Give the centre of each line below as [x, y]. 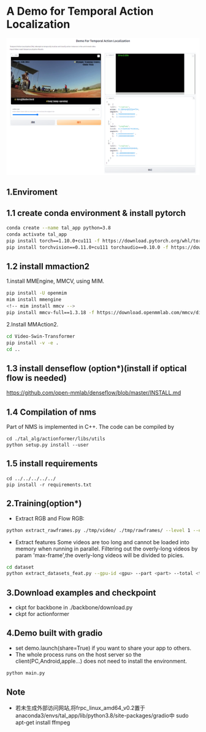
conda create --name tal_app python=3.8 [59, 228]
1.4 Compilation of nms [51, 412]
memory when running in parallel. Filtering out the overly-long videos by [106, 549]
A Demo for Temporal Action [80, 11]
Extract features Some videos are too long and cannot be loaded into [102, 542]
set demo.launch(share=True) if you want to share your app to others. [103, 648]
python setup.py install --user [48, 445]
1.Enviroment [32, 192]
